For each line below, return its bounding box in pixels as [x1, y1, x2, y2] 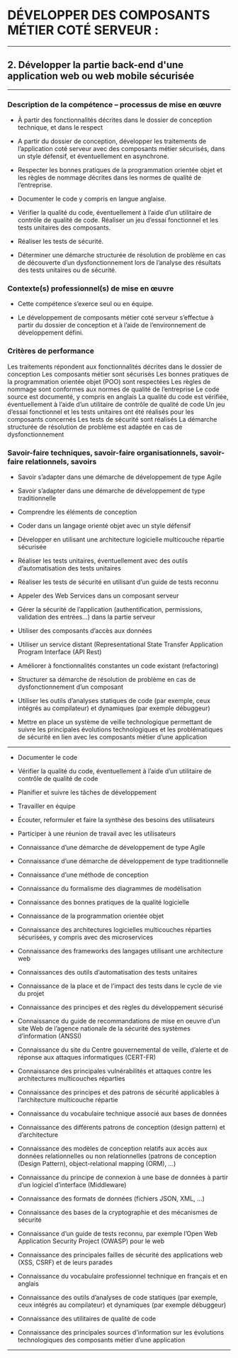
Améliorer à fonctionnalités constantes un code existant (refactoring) [17, 661, 219, 670]
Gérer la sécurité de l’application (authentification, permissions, [17, 605, 203, 613]
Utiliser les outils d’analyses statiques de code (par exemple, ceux [17, 696, 211, 705]
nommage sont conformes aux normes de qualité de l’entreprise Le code [7, 385, 220, 393]
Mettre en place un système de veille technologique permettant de [17, 717, 212, 726]
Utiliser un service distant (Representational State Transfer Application [17, 640, 223, 649]
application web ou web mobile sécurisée [7, 70, 195, 82]
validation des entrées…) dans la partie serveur [17, 612, 156, 621]
